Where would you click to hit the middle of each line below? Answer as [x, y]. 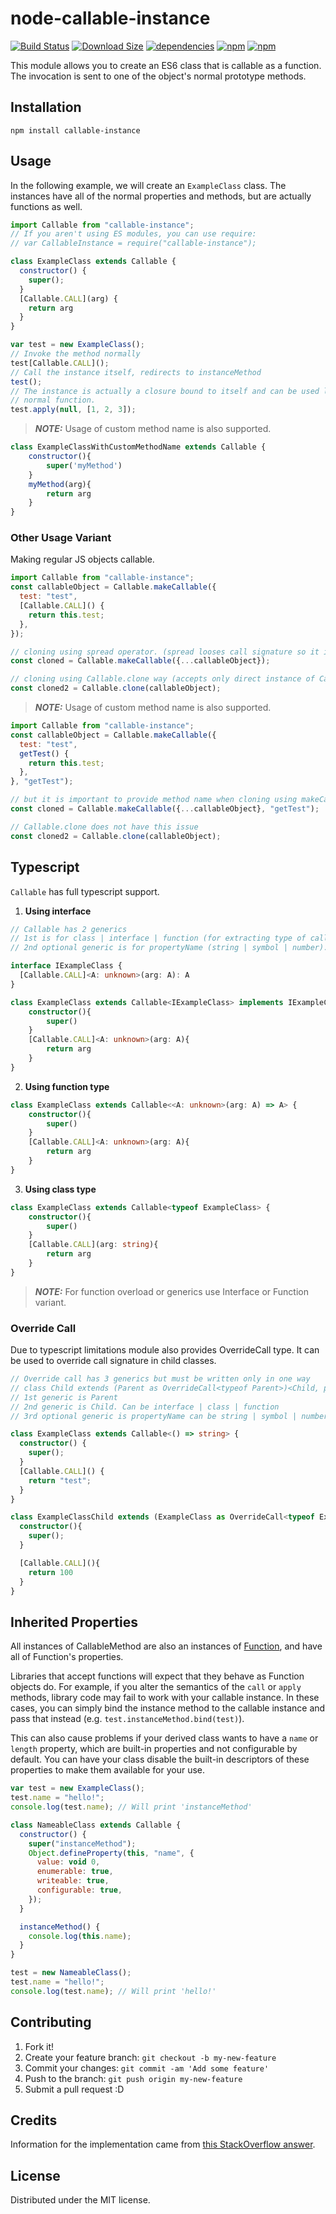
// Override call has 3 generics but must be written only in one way [160, 1379]
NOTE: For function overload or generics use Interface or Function [171, 1291]
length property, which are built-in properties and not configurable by [154, 1749]
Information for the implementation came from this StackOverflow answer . [163, 2144]
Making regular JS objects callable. [82, 559]
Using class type [60, 1189]
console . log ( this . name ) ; [80, 1936]
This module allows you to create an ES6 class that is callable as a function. [166, 65]
